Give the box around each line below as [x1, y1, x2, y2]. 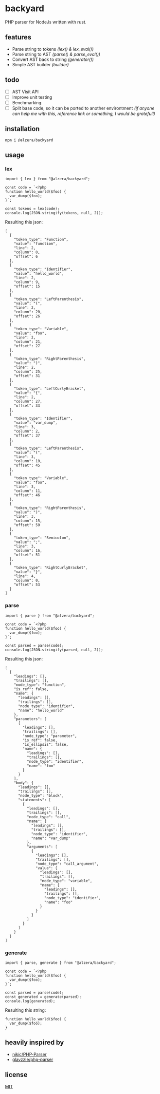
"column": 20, [14, 310, 42, 315]
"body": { [14, 780, 34, 785]
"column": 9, [14, 280, 40, 285]
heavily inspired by [5, 1038, 64, 1047]
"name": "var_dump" [31, 836, 71, 841]
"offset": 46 [14, 493, 40, 498]
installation [5, 125, 40, 133]
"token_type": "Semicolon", [14, 535, 71, 541]
